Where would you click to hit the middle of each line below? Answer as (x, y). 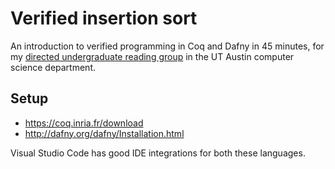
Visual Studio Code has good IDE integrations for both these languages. (158, 153)
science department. (53, 67)
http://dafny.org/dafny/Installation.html (104, 133)
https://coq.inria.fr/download (84, 123)
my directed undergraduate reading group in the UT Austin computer (152, 56)
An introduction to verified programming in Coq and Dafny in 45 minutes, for (167, 46)
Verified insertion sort (104, 18)
